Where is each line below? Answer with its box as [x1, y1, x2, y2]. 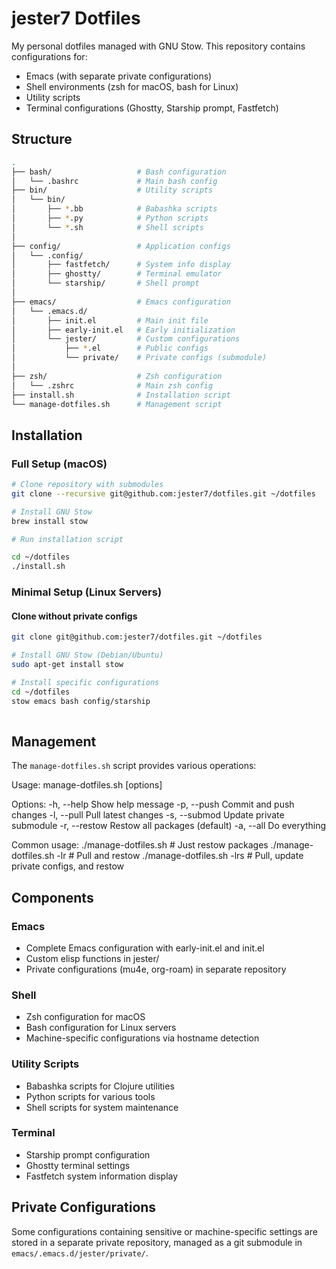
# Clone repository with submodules [11, 480, 164, 490]
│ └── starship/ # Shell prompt [11, 278, 200, 289]
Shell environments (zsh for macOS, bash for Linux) [25, 80, 239, 92]
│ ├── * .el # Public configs [11, 343, 209, 354]
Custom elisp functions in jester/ [25, 952, 160, 964]
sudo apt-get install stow [11, 660, 124, 670]
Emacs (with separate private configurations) [25, 70, 213, 82]
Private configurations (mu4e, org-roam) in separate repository [25, 963, 287, 975]
